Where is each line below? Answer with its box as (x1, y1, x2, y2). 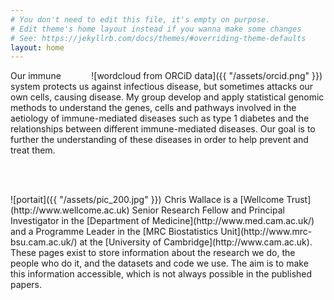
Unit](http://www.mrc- (220, 226, 313, 238)
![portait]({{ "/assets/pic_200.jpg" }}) (10, 194, 162, 206)
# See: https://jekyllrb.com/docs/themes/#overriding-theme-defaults (10, 33, 307, 43)
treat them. (10, 144, 56, 156)
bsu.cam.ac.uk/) (10, 236, 78, 248)
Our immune (10, 70, 62, 82)
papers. (10, 279, 42, 291)
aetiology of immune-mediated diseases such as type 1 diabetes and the (10, 112, 310, 125)
